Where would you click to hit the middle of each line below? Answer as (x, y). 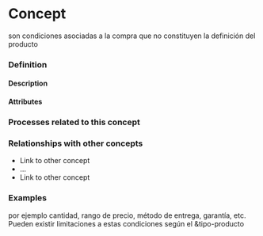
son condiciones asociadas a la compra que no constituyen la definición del (132, 36)
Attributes (25, 102)
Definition (28, 64)
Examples (28, 198)
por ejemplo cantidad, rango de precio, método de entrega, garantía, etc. (127, 215)
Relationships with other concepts (76, 143)
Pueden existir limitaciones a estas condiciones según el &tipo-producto (126, 223)
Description (28, 83)
